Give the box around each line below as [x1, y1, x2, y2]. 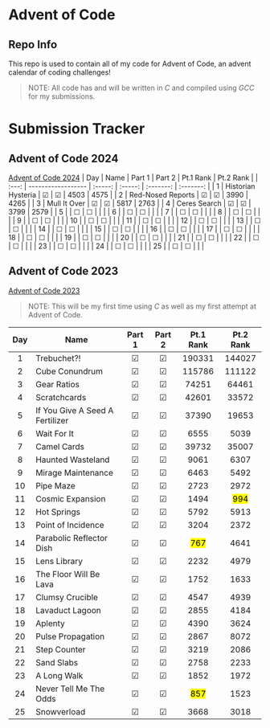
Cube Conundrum [35, 366, 103, 377]
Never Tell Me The [35, 683, 105, 694]
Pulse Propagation [35, 631, 105, 642]
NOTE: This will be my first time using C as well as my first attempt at [27, 301, 257, 311]
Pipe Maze [35, 480, 76, 491]
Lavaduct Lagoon [35, 604, 102, 616]
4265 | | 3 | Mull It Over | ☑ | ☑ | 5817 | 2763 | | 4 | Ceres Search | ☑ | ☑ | [8, 198, 252, 208]
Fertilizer [35, 415, 69, 426]
